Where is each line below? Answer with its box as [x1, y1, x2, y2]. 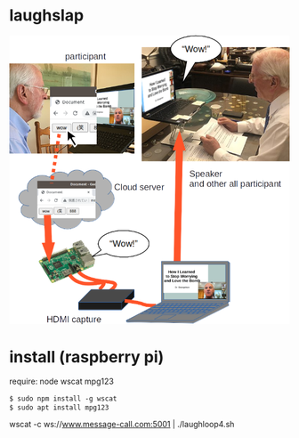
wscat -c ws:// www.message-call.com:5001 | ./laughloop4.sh [9, 419, 235, 430]
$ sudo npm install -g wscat [9, 394, 117, 403]
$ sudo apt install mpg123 [9, 403, 109, 412]
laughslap [9, 5, 85, 26]
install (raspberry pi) [9, 346, 165, 367]
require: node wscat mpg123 [9, 376, 114, 387]
